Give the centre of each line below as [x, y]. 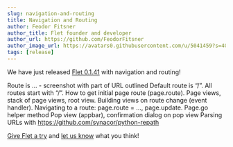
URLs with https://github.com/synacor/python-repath [83, 122]
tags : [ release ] [31, 53]
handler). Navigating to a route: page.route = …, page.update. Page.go [108, 107]
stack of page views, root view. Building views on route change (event [107, 100]
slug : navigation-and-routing [51, 14]
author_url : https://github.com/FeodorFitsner [76, 40]
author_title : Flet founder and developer [69, 33]
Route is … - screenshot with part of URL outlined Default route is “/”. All [110, 85]
